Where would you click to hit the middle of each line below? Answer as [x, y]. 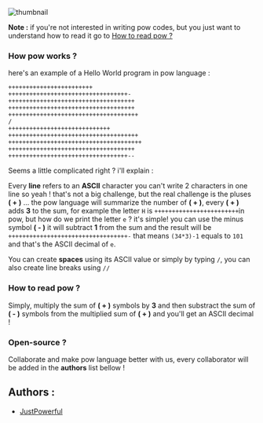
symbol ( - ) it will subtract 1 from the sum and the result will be [110, 228]
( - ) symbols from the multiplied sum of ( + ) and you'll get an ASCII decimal [131, 313]
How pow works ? [43, 56]
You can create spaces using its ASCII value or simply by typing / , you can [129, 260]
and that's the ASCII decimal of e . [62, 244]
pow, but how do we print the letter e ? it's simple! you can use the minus [126, 219]
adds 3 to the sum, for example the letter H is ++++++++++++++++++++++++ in [126, 211]
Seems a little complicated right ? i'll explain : [81, 171]
